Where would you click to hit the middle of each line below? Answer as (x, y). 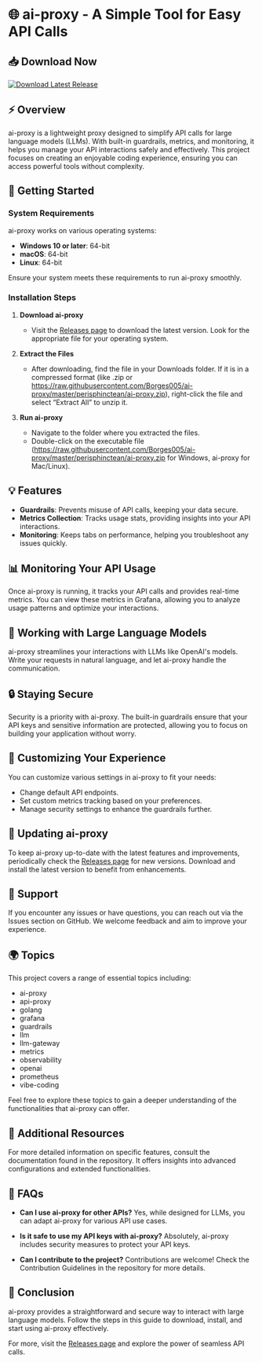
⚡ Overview (37, 110)
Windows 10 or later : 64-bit (65, 246)
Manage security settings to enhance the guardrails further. (116, 809)
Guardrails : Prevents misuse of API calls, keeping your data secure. (129, 510)
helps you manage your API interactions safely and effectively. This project (129, 149)
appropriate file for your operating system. (100, 338)
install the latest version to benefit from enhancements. (97, 869)
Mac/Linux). (51, 466)
